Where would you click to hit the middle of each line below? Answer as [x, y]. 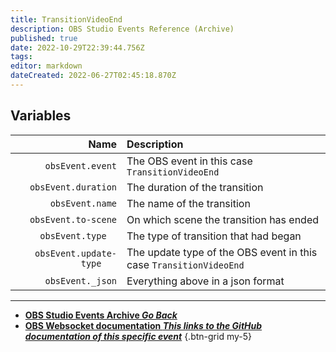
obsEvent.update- [76, 253]
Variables [41, 116]
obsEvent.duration [73, 187]
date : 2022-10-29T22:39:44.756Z [77, 47]
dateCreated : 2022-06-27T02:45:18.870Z [93, 76]
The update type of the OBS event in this [222, 252]
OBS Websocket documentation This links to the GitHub [143, 325]
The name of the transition [188, 203]
